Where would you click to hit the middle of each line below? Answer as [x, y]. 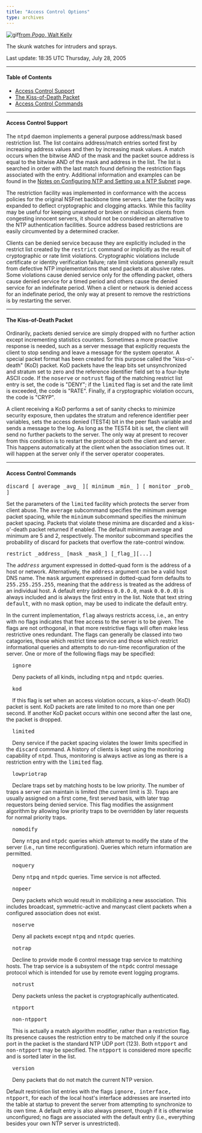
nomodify [25, 829]
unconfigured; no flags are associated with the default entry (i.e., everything [101, 1117]
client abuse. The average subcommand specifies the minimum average [97, 510]
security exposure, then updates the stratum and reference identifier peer [97, 416]
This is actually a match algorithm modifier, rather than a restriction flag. [101, 1031]
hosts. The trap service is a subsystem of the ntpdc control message [92, 966]
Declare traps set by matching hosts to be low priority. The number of [98, 785]
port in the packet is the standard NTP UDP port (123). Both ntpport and [97, 1044]
